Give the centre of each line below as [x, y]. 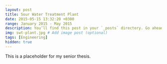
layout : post [19, 10]
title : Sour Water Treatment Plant [42, 14]
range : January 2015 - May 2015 [39, 24]
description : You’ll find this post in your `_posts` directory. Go [78, 28]
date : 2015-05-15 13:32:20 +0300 [40, 19]
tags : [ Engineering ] [27, 38]
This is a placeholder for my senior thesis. [48, 56]
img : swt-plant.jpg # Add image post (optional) [56, 33]
